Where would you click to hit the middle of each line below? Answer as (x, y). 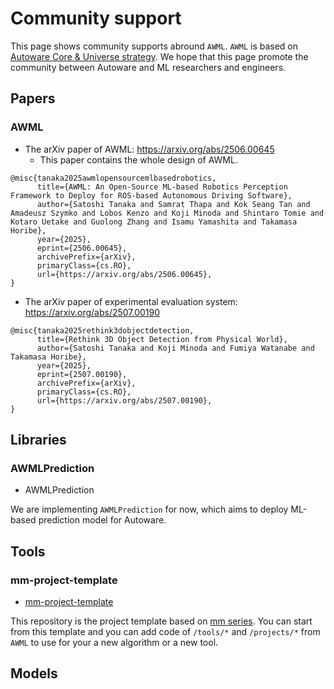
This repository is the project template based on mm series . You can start (161, 621)
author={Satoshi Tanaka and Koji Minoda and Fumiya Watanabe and (175, 348)
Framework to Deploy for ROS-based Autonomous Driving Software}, (151, 195)
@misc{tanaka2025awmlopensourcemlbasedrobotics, (113, 178)
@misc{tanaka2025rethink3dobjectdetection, (102, 330)
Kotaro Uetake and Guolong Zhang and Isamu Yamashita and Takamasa (154, 222)
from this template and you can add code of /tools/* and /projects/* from (165, 631)
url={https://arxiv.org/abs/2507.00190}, (124, 400)
